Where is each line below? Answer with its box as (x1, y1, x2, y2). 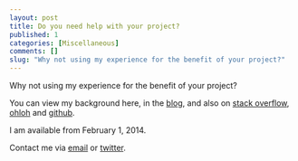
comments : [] (9, 47, 59, 56)
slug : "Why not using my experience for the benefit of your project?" (9, 55, 285, 64)
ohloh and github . (9, 108, 75, 118)
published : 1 (9, 30, 59, 39)
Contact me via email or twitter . (9, 142, 127, 153)
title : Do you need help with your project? (9, 22, 180, 31)
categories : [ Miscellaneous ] (9, 38, 120, 48)
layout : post (9, 13, 59, 23)
